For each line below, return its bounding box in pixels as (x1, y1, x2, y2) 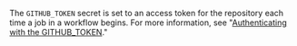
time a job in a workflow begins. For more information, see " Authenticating (9, 17, 288, 28)
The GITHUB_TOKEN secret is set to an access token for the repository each (9, 8, 284, 18)
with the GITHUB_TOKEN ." (9, 27, 108, 37)
